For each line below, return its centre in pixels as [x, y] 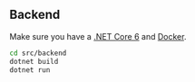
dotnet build [34, 61]
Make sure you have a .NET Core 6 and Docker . [98, 36]
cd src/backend [38, 53]
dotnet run [30, 70]
